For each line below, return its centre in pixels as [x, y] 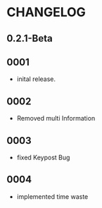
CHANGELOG [46, 12]
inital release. [36, 79]
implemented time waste [52, 196]
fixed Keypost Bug [43, 158]
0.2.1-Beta [30, 38]
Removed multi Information [56, 118]
